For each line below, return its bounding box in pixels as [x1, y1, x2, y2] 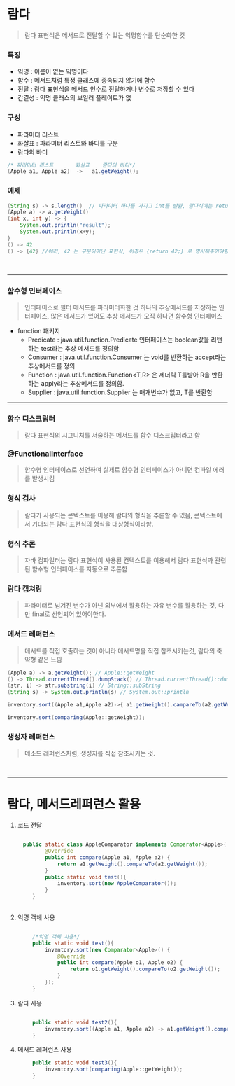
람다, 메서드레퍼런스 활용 [7, 796, 141, 812]
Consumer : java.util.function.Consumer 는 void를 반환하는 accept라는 [27, 353, 227, 361]
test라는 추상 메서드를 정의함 [41, 344, 120, 352]
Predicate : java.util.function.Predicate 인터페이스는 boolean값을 [27, 335, 210, 344]
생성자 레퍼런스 [7, 732, 56, 742]
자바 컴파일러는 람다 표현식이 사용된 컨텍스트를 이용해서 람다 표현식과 [24, 556, 213, 564]
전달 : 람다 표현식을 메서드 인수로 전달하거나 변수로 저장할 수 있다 [17, 85, 194, 93]
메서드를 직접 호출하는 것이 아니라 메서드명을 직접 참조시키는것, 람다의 [24, 646, 215, 655]
